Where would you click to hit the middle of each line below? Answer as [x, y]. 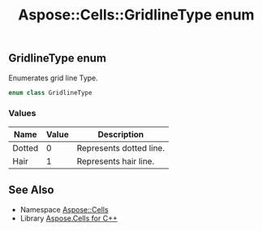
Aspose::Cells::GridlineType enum [136, 15]
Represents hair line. [116, 161]
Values [22, 113]
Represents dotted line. [120, 148]
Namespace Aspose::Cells [64, 209]
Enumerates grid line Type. [54, 78]
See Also [31, 190]
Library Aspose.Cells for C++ [69, 218]
